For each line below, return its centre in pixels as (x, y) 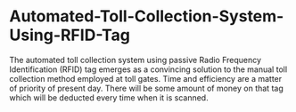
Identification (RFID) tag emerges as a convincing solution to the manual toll (148, 69)
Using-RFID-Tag (70, 35)
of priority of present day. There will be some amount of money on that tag (146, 88)
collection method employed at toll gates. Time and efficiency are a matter (146, 78)
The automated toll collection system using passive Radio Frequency (135, 60)
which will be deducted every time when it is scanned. (109, 97)
